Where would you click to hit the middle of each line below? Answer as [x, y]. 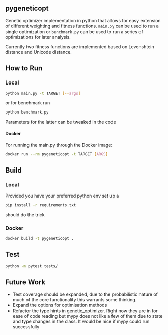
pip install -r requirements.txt [41, 205]
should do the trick [25, 215]
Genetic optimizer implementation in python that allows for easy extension [83, 20]
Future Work [25, 282]
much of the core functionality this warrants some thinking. [75, 299]
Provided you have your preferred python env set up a [62, 196]
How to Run [24, 68]
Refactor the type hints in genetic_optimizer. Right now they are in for [85, 311]
